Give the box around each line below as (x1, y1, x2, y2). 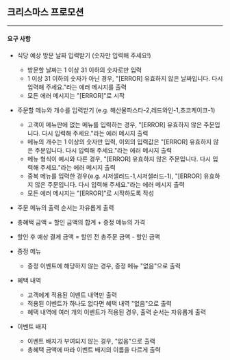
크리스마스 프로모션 (7, 6, 84, 18)
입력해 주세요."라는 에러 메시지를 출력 (27, 83, 127, 91)
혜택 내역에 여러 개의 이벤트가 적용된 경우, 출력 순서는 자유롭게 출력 (27, 308, 207, 316)
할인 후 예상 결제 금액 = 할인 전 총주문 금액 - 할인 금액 (16, 233, 161, 241)
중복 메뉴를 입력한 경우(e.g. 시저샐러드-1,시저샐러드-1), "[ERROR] (27, 172, 203, 180)
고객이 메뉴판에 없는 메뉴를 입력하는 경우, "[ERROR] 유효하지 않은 (27, 120, 203, 129)
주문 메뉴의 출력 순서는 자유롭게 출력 (16, 204, 114, 212)
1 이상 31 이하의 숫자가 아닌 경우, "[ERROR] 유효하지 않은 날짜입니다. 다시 (27, 75, 223, 83)
